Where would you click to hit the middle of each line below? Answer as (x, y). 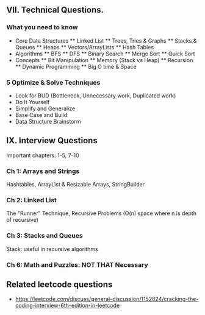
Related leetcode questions (59, 285)
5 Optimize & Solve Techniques (53, 82)
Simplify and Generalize (45, 108)
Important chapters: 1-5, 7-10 (43, 155)
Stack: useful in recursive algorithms (52, 249)
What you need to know (42, 27)
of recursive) (22, 220)
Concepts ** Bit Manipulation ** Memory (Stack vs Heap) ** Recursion (104, 60)
